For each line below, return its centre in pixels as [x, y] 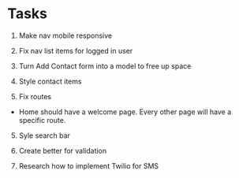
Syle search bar [44, 135]
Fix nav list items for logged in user [76, 50]
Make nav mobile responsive [65, 35]
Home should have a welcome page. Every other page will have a [125, 112]
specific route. [42, 120]
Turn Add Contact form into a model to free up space [105, 66]
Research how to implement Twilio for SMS [89, 165]
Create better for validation [63, 150]
